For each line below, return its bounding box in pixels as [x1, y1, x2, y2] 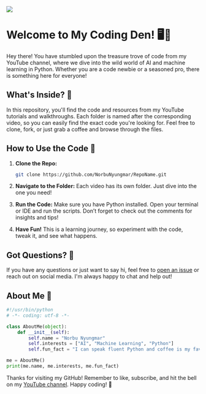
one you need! [15, 189, 52, 196]
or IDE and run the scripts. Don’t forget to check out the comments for [15, 207, 193, 214]
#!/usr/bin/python [6, 307, 53, 313]
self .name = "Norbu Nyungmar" [28, 335, 105, 341]
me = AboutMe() [6, 357, 45, 364]
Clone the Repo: [15, 159, 57, 167]
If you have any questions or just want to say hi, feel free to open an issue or [6, 267, 199, 274]
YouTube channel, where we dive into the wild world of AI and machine [6, 59, 186, 66]
